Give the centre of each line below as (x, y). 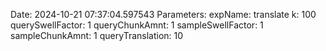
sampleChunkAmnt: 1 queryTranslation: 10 (97, 35)
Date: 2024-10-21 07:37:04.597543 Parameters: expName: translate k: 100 (163, 14)
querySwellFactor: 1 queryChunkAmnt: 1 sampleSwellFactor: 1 (137, 25)
